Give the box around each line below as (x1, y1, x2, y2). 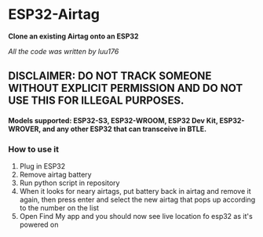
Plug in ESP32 (19, 162, 66, 171)
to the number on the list (19, 203, 100, 213)
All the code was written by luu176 (8, 46, 119, 56)
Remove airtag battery (19, 170, 92, 180)
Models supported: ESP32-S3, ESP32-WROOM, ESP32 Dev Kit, (8, 115, 218, 125)
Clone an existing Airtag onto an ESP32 (8, 31, 139, 41)
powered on (19, 220, 59, 229)
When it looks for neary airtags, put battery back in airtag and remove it (19, 187, 251, 196)
